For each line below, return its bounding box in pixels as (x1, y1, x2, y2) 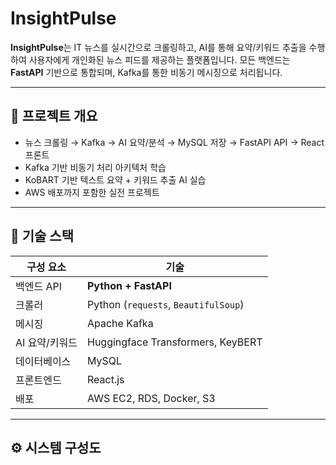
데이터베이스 (15, 354, 72, 368)
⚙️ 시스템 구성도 (10, 439, 102, 456)
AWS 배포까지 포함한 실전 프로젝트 (24, 186, 160, 198)
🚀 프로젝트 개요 (10, 108, 98, 125)
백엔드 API (15, 279, 63, 293)
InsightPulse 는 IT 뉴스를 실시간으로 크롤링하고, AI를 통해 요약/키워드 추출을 (10, 41, 307, 53)
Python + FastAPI (87, 278, 172, 292)
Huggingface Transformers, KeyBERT (87, 335, 263, 349)
